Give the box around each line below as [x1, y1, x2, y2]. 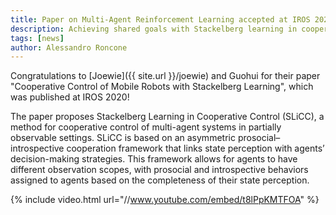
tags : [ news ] [10, 33, 65, 43]
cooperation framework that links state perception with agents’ [66, 142, 325, 155]
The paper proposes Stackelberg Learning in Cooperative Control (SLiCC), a [10, 111, 325, 123]
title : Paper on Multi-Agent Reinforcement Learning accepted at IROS [10, 14, 311, 25]
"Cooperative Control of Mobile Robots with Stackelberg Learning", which [10, 81, 314, 93]
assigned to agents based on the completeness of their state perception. [10, 174, 310, 186]
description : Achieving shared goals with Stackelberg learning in [10, 24, 298, 34]
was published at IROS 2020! [10, 91, 130, 103]
